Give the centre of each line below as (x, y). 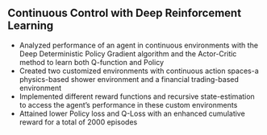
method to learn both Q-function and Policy (92, 62)
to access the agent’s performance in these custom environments (128, 104)
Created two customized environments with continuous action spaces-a (139, 71)
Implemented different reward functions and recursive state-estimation (137, 96)
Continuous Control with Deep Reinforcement (125, 13)
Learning (31, 26)
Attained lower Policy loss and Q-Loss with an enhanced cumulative (132, 113)
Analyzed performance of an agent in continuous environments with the (139, 45)
